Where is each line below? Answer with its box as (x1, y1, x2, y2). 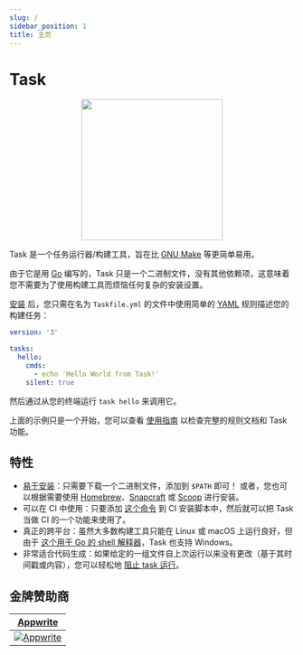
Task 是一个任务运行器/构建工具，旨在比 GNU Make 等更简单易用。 (9, 249, 260, 260)
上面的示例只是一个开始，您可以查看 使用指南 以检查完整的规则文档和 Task (9, 415, 288, 426)
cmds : (25, 360, 47, 370)
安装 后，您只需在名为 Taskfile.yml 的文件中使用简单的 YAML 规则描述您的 (9, 299, 289, 310)
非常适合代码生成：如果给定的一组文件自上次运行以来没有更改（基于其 (22, 548, 285, 559)
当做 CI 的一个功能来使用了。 (22, 514, 131, 525)
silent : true (25, 378, 75, 387)
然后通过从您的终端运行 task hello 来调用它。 (9, 395, 182, 407)
